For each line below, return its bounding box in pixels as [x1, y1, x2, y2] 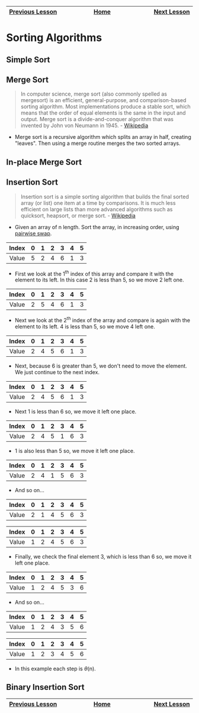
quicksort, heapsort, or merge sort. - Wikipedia [20, 212, 136, 219]
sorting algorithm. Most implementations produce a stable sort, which [20, 103, 191, 110]
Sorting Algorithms [6, 31, 102, 45]
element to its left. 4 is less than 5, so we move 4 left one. [14, 323, 155, 330]
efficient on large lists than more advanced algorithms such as [20, 205, 173, 213]
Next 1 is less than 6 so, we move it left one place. [14, 408, 137, 415]
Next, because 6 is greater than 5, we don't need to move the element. [14, 362, 188, 369]
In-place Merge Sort [6, 157, 82, 167]
